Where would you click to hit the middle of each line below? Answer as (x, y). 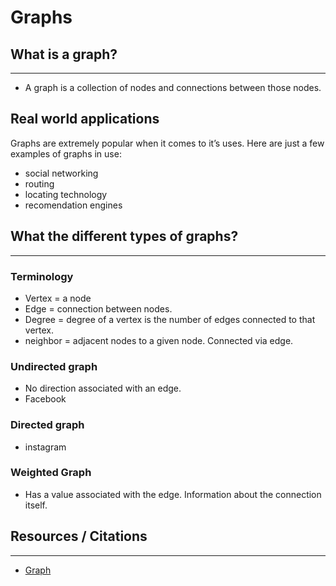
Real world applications (85, 119)
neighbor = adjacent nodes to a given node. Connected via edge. (159, 340)
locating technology (66, 194)
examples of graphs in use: (66, 153)
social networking (61, 173)
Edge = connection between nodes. (98, 308)
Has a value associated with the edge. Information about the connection (173, 494)
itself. (36, 505)
